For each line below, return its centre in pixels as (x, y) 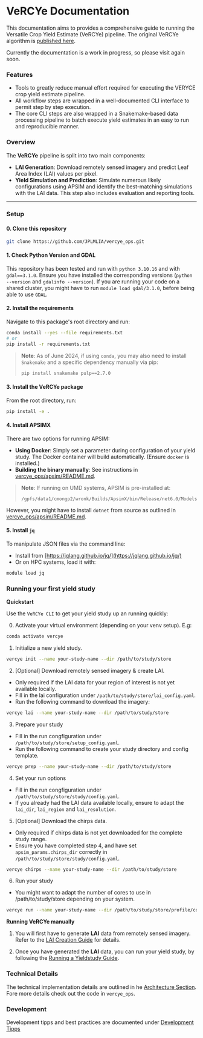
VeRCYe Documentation (68, 11)
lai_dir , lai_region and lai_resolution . (66, 809)
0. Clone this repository (37, 229)
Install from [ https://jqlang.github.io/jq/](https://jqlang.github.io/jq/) (98, 555)
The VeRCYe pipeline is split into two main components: (76, 155)
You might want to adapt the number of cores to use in (83, 893)
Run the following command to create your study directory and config (101, 749)
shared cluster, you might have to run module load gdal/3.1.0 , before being (101, 288)
